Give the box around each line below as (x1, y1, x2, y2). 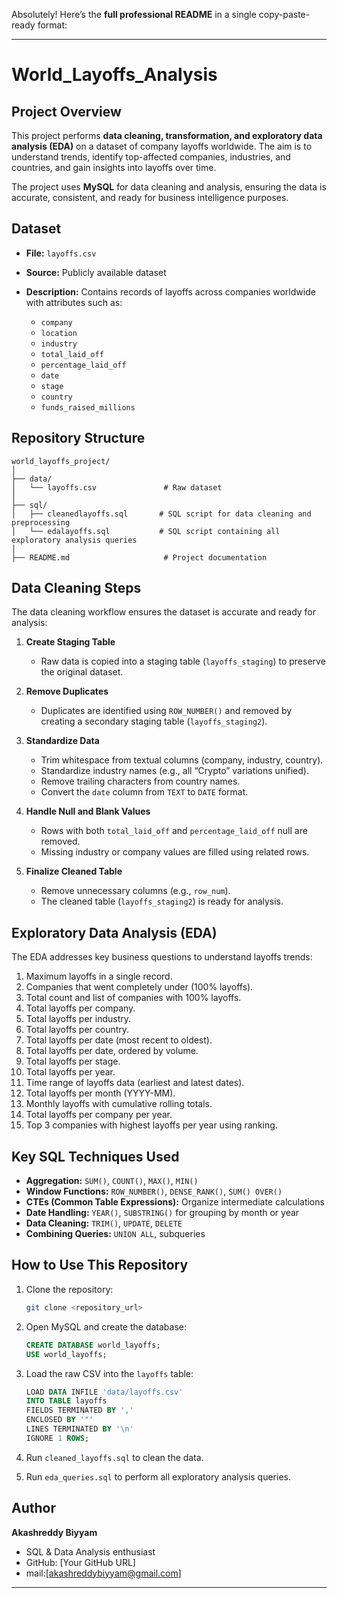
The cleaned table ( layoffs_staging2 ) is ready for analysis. (40, 895, 284, 908)
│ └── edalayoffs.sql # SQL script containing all (11, 526, 281, 536)
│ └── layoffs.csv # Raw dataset (11, 482, 223, 493)
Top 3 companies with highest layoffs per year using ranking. (25, 1119, 278, 1131)
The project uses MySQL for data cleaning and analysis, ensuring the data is (11, 181, 327, 193)
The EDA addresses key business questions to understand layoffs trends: (11, 951, 313, 963)
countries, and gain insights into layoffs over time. (11, 162, 217, 173)
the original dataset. (40, 666, 124, 678)
